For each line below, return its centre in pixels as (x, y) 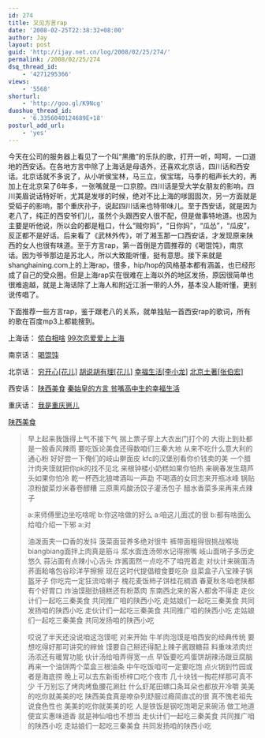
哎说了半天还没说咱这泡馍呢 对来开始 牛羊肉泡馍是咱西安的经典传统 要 (141, 637)
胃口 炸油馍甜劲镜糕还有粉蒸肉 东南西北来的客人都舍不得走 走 (148, 590)
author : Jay (28, 37)
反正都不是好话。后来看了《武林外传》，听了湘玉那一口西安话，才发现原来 (127, 235)
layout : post (30, 45)
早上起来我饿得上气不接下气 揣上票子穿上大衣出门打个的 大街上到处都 (140, 438)
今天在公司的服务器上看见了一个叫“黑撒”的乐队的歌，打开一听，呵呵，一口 (129, 156)
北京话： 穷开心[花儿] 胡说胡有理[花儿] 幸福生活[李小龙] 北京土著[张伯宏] (126, 371)
